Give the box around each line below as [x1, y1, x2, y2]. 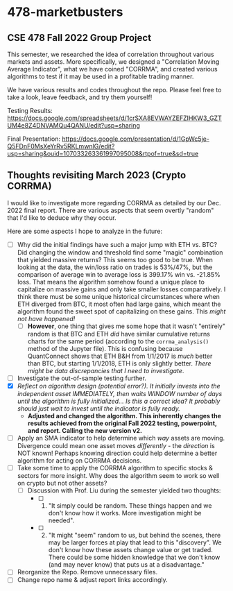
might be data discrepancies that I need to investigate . [27, 366, 184, 375]
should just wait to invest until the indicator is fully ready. [17, 404, 180, 413]
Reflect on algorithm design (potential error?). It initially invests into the [17, 382, 221, 390]
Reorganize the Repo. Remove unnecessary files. [17, 568, 158, 576]
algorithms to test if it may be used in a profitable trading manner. [7, 72, 194, 80]
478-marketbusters [7, 4, 123, 20]
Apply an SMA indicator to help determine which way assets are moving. [17, 434, 225, 443]
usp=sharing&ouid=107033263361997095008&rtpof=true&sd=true [7, 150, 199, 157]
